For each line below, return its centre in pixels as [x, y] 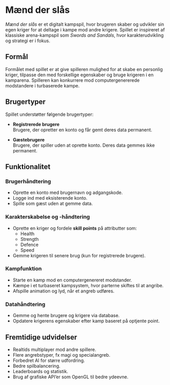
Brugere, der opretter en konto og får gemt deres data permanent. [82, 130]
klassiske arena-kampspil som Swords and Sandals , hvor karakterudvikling [84, 35]
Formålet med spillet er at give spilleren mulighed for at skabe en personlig [84, 69]
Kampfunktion [24, 269]
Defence [29, 244]
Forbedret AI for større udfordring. [49, 360]
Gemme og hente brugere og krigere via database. [66, 316]
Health [27, 234]
